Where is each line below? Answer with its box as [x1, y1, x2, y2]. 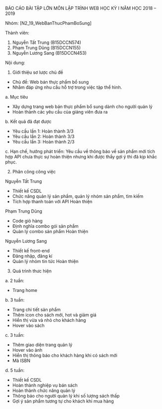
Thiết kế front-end [12, 248, 50, 254]
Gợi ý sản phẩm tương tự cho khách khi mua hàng [12, 398, 114, 404]
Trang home [12, 287, 38, 293]
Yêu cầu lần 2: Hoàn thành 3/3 [12, 134, 75, 139]
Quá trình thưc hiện [12, 268, 52, 274]
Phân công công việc [12, 169, 56, 174]
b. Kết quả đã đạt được [5, 119, 52, 125]
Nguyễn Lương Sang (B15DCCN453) [12, 50, 87, 56]
